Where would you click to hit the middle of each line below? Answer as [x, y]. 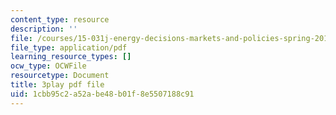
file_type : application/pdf [69, 47]
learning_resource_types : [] [71, 57]
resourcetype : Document [60, 76]
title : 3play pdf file [57, 85]
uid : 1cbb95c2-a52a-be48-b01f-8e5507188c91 [102, 94]
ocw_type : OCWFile [48, 66]
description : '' [44, 29]
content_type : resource [60, 19]
